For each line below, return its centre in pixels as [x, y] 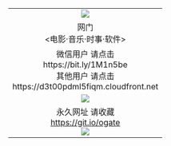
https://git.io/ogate [85, 122]
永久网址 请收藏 [85, 112]
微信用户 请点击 [85, 53]
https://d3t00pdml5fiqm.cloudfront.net [85, 86]
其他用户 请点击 [85, 76]
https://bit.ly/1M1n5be [85, 65]
